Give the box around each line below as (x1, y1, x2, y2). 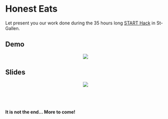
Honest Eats (5, 3, 58, 15)
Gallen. (5, 25, 20, 31)
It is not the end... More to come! (5, 109, 75, 115)
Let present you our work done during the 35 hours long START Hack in (5, 20, 156, 26)
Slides (5, 68, 25, 77)
